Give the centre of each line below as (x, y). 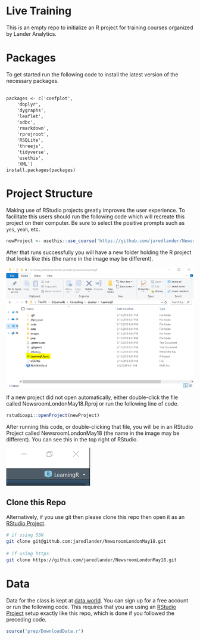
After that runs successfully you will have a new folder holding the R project (99, 252)
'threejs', (30, 146)
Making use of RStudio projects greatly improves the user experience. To (96, 210)
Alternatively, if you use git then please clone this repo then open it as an (96, 517)
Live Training (39, 11)
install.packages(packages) (41, 170)
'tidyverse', (33, 152)
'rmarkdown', (33, 128)
